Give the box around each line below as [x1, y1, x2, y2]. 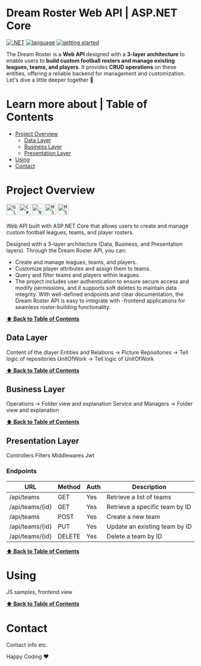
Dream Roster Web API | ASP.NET [6, 6, 178, 20]
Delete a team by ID [106, 532, 162, 540]
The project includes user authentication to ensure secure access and [14, 278, 190, 285]
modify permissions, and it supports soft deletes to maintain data [14, 284, 177, 291]
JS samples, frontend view [6, 589, 72, 596]
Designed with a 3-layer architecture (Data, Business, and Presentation [6, 240, 183, 248]
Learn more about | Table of [6, 97, 148, 111]
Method [57, 482, 81, 491]
